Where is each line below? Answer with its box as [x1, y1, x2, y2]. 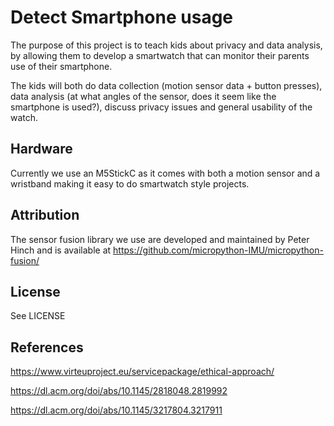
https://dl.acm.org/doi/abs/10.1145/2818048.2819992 [10, 385, 228, 397]
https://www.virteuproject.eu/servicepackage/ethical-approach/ [10, 366, 275, 378]
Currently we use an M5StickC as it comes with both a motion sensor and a [10, 167, 321, 179]
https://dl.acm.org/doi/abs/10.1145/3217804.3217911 [10, 404, 223, 416]
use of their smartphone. [10, 60, 113, 72]
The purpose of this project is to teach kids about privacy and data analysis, [10, 39, 323, 51]
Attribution [10, 207, 80, 224]
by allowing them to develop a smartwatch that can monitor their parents [10, 49, 310, 61]
